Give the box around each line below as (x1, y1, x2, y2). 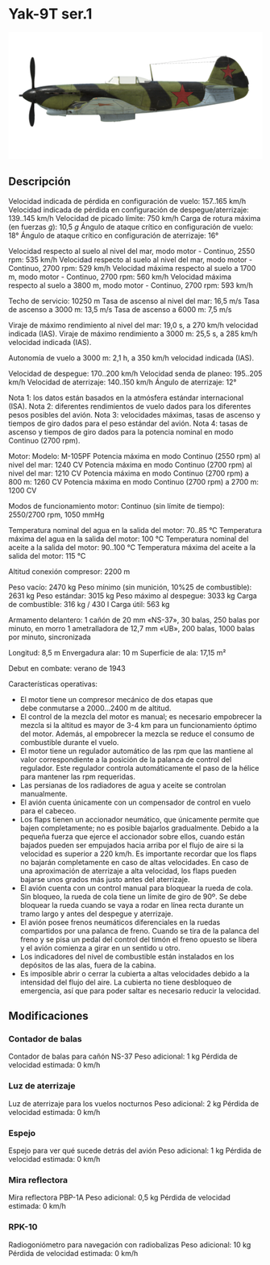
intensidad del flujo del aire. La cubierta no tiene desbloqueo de (19, 977, 232, 987)
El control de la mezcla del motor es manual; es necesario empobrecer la (19, 711, 262, 722)
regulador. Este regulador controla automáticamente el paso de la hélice (19, 763, 260, 772)
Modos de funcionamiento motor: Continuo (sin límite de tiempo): (8, 501, 226, 510)
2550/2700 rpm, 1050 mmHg (8, 510, 105, 519)
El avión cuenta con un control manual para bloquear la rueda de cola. (19, 883, 254, 893)
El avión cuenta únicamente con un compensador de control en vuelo (19, 797, 251, 807)
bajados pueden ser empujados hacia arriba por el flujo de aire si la (19, 840, 244, 850)
